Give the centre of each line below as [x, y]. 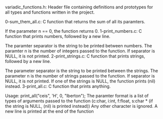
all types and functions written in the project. [50, 12]
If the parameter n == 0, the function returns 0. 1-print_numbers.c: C [73, 31]
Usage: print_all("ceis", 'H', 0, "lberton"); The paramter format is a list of [77, 96]
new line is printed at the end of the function [49, 111]
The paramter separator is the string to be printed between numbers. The [79, 46]
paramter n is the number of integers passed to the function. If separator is [80, 51]
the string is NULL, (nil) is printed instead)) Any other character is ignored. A [81, 106]
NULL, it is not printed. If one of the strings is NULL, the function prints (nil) [80, 81]
